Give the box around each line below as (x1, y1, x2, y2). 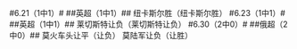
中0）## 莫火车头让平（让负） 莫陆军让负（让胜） (9, 30, 194, 40)
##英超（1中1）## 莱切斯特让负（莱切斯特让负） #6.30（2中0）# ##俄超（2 (9, 19, 288, 29)
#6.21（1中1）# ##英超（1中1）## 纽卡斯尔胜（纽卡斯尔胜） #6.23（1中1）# (9, 8, 285, 18)
